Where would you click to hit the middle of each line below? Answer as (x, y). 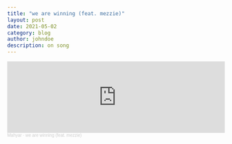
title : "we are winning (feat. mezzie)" (66, 13)
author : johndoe (30, 39)
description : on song (38, 45)
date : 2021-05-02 (32, 26)
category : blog (29, 33)
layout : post (26, 20)
